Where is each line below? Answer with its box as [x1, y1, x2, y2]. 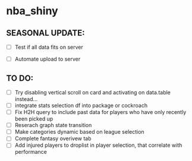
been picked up [14, 115, 53, 122]
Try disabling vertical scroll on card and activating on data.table [14, 89, 171, 96]
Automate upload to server [14, 55, 81, 63]
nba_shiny [6, 4, 58, 18]
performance [14, 149, 48, 156]
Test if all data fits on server [14, 43, 83, 50]
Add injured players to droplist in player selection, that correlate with [14, 141, 182, 149]
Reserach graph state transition [14, 122, 92, 129]
